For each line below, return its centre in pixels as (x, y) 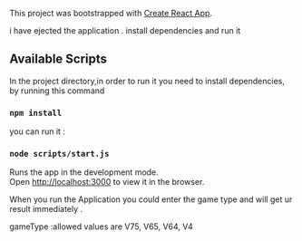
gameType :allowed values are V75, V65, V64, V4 (101, 227)
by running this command (57, 91)
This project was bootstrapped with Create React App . (111, 13)
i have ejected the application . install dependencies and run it (125, 30)
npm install (36, 113)
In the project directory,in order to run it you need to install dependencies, (147, 81)
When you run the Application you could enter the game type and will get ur (151, 199)
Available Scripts (58, 59)
